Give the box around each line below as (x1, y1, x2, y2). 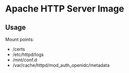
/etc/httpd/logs (12, 51, 44, 57)
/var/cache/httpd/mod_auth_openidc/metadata (12, 62, 110, 68)
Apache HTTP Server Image (5, 3, 124, 15)
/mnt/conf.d (12, 57, 37, 63)
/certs (12, 46, 25, 52)
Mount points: (5, 36, 34, 42)
